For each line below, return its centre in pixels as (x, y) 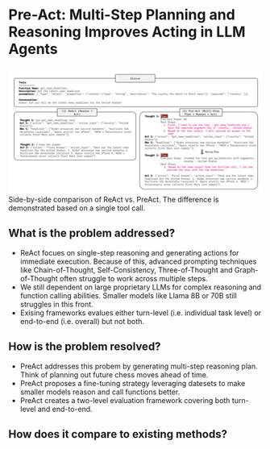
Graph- (246, 270)
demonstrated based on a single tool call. (77, 208)
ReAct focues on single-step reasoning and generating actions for (129, 252)
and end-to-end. (65, 409)
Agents (33, 49)
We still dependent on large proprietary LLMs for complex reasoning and (141, 287)
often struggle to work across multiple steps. (133, 278)
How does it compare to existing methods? (118, 434)
